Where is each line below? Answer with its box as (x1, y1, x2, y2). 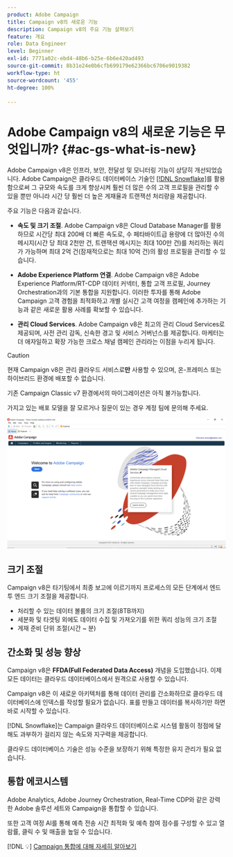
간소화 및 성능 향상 (7, 646, 81, 658)
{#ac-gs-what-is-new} (61, 142, 197, 157)
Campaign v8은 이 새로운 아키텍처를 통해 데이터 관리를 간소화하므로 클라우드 (7, 689, 216, 698)
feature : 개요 (7, 33, 45, 40)
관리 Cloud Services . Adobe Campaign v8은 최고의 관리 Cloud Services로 (17, 320, 225, 328)
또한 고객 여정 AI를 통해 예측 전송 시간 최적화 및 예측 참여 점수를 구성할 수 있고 (7, 818, 218, 827)
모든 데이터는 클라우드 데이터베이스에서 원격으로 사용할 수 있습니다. (7, 675, 189, 683)
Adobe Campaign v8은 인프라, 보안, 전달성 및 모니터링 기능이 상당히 (7, 166, 193, 175)
